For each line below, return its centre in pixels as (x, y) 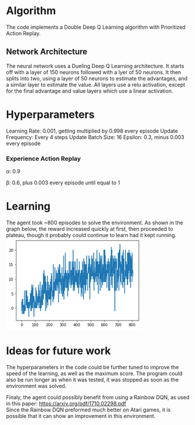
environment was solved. (36, 386)
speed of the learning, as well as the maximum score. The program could (94, 373)
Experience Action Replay (43, 158)
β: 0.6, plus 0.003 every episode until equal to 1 (63, 183)
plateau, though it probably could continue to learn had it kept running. (91, 235)
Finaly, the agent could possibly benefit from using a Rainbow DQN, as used (98, 397)
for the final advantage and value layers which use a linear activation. (90, 91)
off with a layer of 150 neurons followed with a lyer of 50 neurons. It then (94, 72)
